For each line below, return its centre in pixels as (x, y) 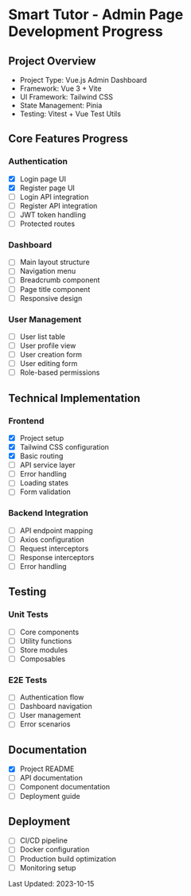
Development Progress (86, 31)
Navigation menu (48, 271)
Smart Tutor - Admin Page (96, 15)
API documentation (51, 778)
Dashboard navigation (56, 707)
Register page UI (47, 188)
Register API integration (58, 205)
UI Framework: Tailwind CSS (66, 97)
